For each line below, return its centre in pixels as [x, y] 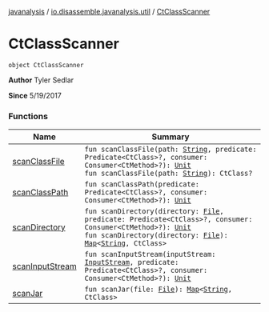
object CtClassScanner [46, 65]
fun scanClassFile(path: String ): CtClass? [169, 174]
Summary [171, 137]
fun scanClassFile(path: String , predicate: [171, 150]
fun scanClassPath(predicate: [142, 184]
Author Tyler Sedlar [41, 80]
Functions [28, 116]
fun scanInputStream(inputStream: [150, 254]
